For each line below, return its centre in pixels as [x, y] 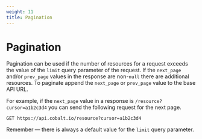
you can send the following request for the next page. [115, 107]
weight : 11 [20, 12]
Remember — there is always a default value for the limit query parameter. [100, 129]
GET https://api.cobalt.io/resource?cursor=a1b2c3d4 [74, 119]
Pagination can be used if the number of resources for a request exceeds [97, 64]
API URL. [17, 89]
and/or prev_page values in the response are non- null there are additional [98, 76]
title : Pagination [29, 17]
